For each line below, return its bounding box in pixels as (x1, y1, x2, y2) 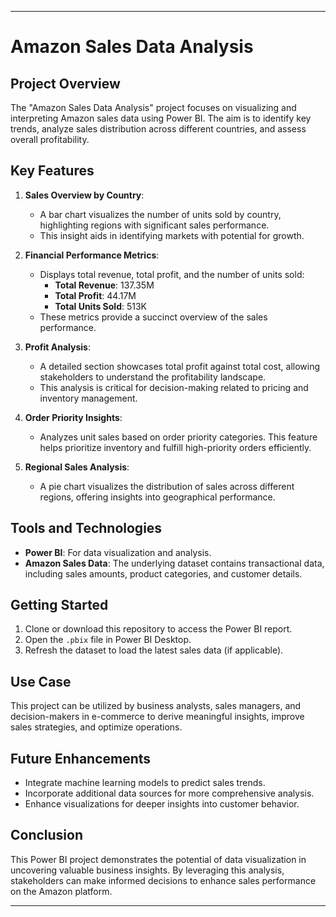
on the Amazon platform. (10, 885, 113, 897)
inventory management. (39, 392, 138, 404)
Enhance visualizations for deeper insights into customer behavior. (24, 798, 300, 810)
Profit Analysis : (24, 341, 91, 353)
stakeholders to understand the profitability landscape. (39, 371, 267, 383)
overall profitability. (10, 134, 90, 145)
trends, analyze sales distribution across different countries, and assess (10, 123, 307, 135)
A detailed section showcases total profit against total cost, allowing (39, 360, 321, 372)
